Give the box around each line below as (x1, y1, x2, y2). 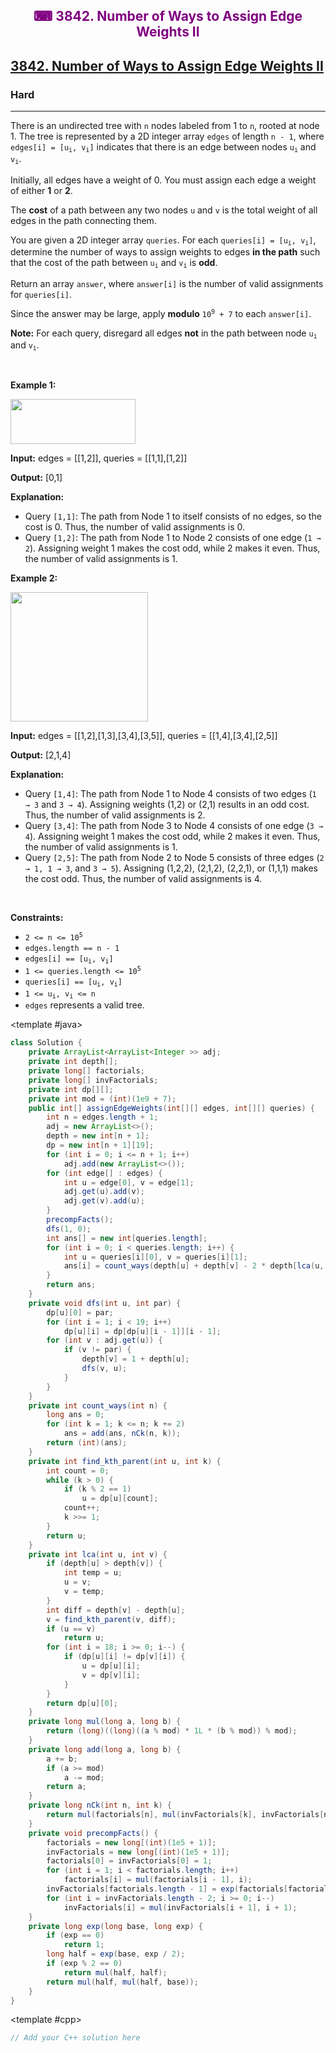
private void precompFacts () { (28, 1828, 159, 1838)
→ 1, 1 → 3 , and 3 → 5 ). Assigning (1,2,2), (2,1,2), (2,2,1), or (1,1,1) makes (24, 862, 318, 874)
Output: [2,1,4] (10, 749, 72, 761)
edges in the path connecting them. (10, 214, 157, 226)
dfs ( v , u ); (81, 1364, 128, 1374)
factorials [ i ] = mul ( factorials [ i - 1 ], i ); (63, 1875, 253, 1885)
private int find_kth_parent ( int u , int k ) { (28, 1456, 222, 1466)
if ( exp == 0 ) (46, 1930, 105, 1941)
